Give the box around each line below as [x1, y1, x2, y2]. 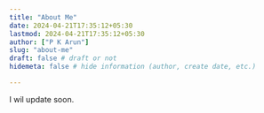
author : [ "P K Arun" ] [9, 37, 90, 47]
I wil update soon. [9, 94, 75, 104]
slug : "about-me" [9, 46, 74, 55]
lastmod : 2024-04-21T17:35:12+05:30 [9, 29, 145, 38]
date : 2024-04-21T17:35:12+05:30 [9, 21, 133, 30]
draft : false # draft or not [9, 54, 117, 63]
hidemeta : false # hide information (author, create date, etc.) [9, 63, 256, 72]
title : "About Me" [9, 12, 77, 22]
